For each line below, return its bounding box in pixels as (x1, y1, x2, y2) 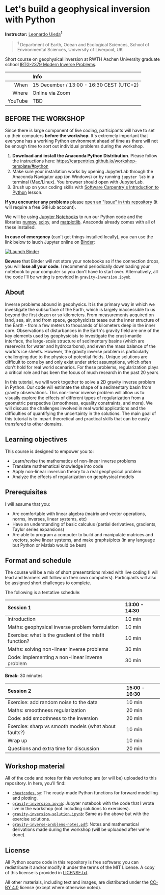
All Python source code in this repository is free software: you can (5, 859, 139, 865)
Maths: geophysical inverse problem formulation (7, 624, 119, 631)
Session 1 (7, 604, 31, 611)
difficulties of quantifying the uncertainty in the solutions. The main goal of (5, 410, 156, 416)
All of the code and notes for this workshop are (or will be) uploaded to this (5, 775, 157, 781)
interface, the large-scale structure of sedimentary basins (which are (5, 338, 145, 344)
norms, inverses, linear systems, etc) (12, 516, 87, 522)
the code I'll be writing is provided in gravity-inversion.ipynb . (5, 274, 132, 280)
